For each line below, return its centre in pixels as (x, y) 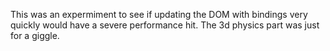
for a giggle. (35, 35)
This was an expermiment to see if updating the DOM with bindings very (159, 14)
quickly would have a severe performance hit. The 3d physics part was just (165, 25)
